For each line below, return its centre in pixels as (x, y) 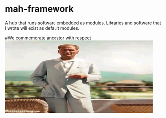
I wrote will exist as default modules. (42, 28)
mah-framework (40, 9)
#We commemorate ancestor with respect (48, 38)
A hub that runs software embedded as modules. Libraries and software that (83, 23)
